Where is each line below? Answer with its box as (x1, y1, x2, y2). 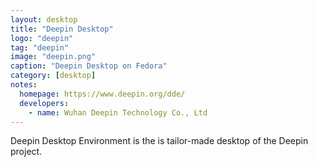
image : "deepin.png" (10, 52, 97, 62)
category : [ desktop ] (10, 71, 97, 81)
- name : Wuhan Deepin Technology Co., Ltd (28, 107, 208, 118)
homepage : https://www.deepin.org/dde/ (19, 89, 186, 99)
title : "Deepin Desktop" (10, 24, 114, 34)
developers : (19, 98, 70, 108)
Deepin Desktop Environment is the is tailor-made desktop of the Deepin (10, 135, 309, 147)
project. (10, 146, 43, 158)
